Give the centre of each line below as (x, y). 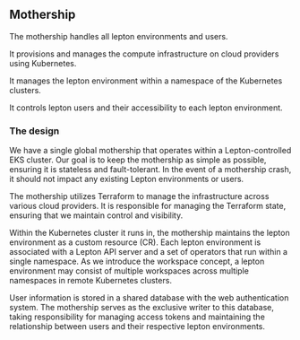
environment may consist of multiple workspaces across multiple (129, 271)
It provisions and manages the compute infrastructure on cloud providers (144, 54)
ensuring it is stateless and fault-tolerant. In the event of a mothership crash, (150, 170)
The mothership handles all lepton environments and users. (119, 36)
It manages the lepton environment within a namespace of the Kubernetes (146, 81)
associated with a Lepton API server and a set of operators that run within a (149, 252)
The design (34, 131)
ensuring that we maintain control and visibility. (96, 215)
